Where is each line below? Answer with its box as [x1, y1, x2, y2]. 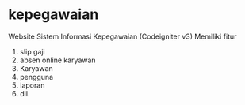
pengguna [19, 72, 54, 81]
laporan [19, 81, 45, 90]
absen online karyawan [19, 55, 97, 65]
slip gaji [19, 47, 45, 56]
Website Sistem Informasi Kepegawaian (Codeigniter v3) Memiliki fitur [8, 32, 237, 41]
